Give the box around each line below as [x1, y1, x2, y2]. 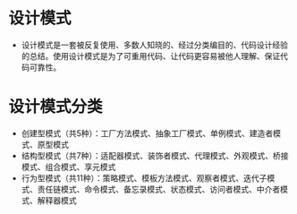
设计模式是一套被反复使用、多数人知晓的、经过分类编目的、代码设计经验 [21, 39, 288, 50]
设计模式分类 [8, 97, 104, 117]
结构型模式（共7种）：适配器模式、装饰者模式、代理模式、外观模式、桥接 [21, 150, 289, 161]
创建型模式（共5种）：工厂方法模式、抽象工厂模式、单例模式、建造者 [21, 127, 274, 139]
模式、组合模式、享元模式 [21, 161, 116, 172]
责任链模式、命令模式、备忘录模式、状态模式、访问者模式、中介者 [37, 184, 281, 194]
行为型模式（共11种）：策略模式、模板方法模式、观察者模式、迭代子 [21, 172, 267, 184]
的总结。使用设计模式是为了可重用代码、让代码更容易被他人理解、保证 [21, 50, 281, 61]
